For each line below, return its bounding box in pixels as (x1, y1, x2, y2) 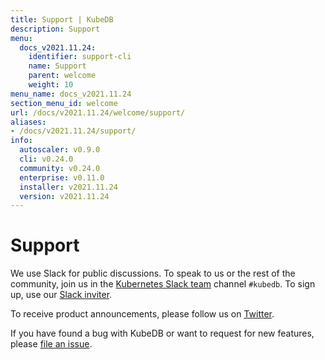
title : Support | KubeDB (10, 14, 114, 25)
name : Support (28, 61, 87, 71)
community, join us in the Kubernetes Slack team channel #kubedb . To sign (10, 278, 316, 290)
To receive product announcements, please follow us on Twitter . (10, 308, 275, 320)
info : (10, 136, 33, 146)
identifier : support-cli (28, 52, 132, 62)
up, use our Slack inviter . (10, 289, 113, 301)
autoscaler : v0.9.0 (19, 145, 101, 155)
